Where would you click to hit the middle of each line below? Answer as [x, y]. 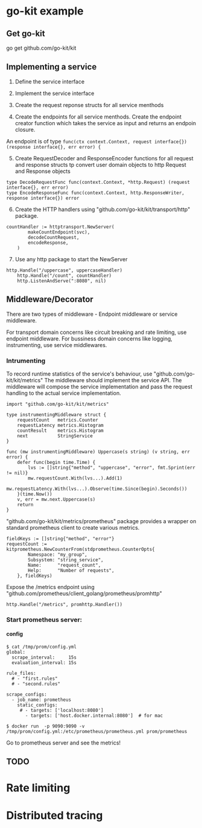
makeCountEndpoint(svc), [59, 232]
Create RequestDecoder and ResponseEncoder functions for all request [104, 158]
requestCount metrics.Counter [58, 420]
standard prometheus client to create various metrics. [73, 527]
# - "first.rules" [35, 679]
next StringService [55, 436]
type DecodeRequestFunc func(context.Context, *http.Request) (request [98, 182]
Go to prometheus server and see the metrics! [64, 743]
